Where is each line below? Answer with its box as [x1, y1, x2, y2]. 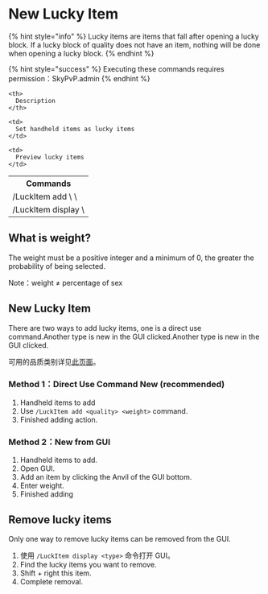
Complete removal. [19, 576, 84, 586]
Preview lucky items [15, 153, 85, 161]
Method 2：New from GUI [8, 436, 111, 448]
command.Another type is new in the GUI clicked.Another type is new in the [8, 332, 260, 341]
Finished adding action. [19, 415, 98, 424]
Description [15, 97, 56, 105]
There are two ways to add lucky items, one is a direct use [8, 323, 202, 332]
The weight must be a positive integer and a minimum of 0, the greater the [8, 253, 255, 262]
